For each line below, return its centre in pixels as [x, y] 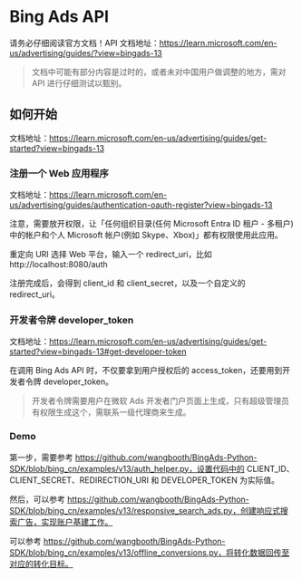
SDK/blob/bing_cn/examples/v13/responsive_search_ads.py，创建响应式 [145, 510]
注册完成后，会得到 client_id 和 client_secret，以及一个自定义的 [127, 284]
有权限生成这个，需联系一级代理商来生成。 [111, 412]
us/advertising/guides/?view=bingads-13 [86, 53]
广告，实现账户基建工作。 [65, 522]
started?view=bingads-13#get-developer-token [98, 352]
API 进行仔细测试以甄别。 [79, 82]
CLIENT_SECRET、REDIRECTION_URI [79, 480]
